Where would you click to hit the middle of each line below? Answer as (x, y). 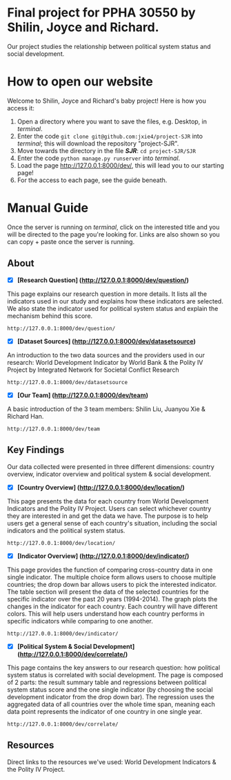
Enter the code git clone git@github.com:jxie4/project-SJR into (110, 136)
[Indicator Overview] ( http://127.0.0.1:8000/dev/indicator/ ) (103, 556)
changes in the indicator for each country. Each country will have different (112, 606)
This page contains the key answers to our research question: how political (114, 668)
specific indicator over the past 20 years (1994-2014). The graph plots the (112, 599)
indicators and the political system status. (66, 530)
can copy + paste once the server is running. (71, 241)
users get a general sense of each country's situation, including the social (112, 523)
